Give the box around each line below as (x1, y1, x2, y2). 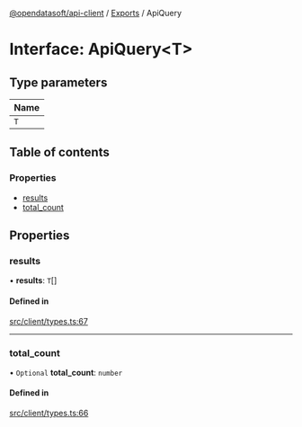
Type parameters (9, 75, 108, 90)
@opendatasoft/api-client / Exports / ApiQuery (9, 8, 182, 18)
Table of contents (9, 145, 110, 160)
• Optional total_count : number (9, 367, 123, 378)
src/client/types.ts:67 (9, 316, 88, 326)
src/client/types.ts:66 (9, 408, 89, 419)
